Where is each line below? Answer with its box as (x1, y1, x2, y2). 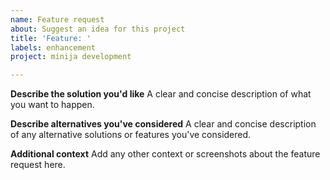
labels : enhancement (10, 42, 97, 53)
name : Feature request (10, 14, 105, 25)
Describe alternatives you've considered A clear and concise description (10, 118, 317, 130)
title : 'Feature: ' (10, 33, 92, 43)
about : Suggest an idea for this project (10, 24, 186, 34)
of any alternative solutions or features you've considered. (10, 129, 252, 141)
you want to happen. (10, 99, 95, 111)
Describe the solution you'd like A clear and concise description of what (10, 88, 312, 100)
